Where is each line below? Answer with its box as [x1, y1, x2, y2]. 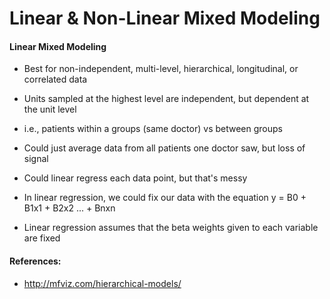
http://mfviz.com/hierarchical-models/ [23, 277, 182, 289]
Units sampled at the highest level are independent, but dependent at [23, 93, 310, 105]
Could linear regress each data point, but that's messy [23, 172, 248, 184]
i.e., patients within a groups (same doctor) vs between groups [23, 123, 283, 135]
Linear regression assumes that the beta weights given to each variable [23, 222, 319, 234]
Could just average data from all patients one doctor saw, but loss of [23, 142, 306, 154]
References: [9, 255, 62, 267]
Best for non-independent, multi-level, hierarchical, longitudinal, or [23, 63, 299, 75]
